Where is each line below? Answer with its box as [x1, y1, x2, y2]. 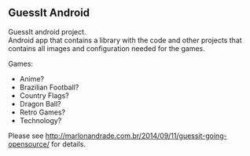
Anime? [19, 74, 45, 83]
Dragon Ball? [19, 99, 61, 108]
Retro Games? [19, 107, 65, 117]
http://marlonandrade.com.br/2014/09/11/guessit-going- [45, 131, 227, 140]
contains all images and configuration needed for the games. [8, 43, 206, 53]
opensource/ [8, 139, 50, 148]
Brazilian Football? [19, 82, 79, 92]
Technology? [19, 115, 62, 125]
